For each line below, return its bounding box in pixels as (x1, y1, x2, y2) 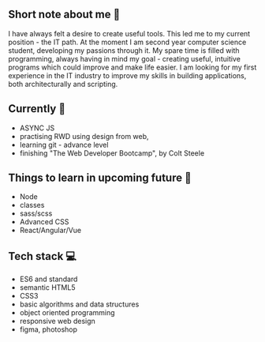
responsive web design (19, 317, 96, 326)
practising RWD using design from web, (19, 131, 149, 141)
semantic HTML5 (19, 283, 76, 292)
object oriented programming (19, 308, 116, 318)
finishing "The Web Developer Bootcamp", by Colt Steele (19, 148, 205, 158)
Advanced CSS (19, 217, 69, 227)
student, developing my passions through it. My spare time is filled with (8, 45, 240, 55)
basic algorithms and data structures (19, 299, 140, 309)
